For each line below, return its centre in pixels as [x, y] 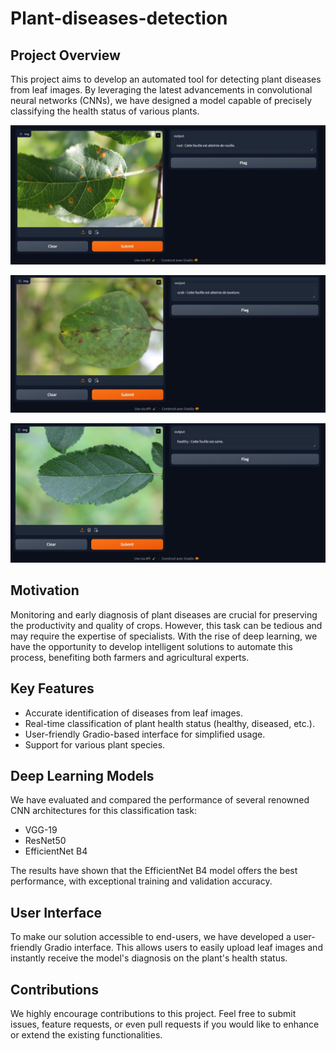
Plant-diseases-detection [119, 18]
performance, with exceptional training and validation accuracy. [141, 881]
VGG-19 [41, 830]
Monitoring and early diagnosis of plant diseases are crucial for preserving [164, 614]
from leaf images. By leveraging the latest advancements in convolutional [161, 90]
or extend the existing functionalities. [86, 1034]
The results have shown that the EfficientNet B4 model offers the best [154, 871]
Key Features [52, 688]
